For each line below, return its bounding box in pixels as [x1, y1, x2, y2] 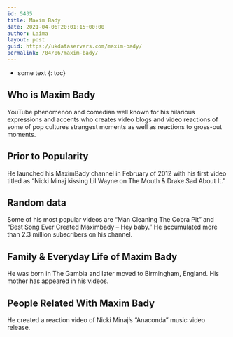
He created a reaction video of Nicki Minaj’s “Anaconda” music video [7, 315, 205, 324]
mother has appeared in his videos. [7, 277, 109, 285]
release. [7, 323, 31, 331]
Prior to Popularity [7, 150, 89, 162]
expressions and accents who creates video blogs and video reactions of [7, 115, 218, 124]
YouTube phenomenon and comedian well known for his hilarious [7, 107, 195, 116]
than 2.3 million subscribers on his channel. [7, 230, 133, 239]
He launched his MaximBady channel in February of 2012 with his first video [7, 169, 227, 178]
